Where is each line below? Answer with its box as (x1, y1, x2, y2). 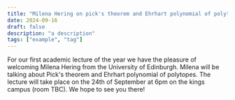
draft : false (7, 23, 45, 30)
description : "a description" (7, 29, 96, 37)
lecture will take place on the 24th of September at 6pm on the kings (7, 78, 205, 86)
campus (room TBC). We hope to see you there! (7, 85, 145, 94)
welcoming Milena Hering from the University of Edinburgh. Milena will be (7, 63, 220, 71)
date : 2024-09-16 (7, 17, 58, 24)
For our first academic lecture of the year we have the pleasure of (7, 55, 197, 64)
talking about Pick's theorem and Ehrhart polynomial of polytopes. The (7, 71, 211, 79)
